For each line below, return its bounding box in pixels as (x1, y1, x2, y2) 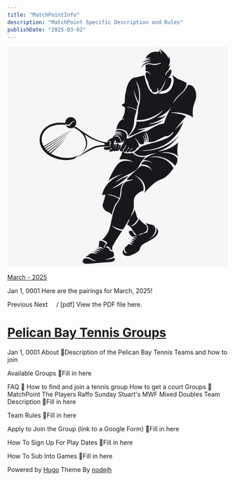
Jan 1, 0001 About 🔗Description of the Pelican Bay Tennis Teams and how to (7, 348, 228, 357)
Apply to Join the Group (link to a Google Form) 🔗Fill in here (7, 425, 180, 433)
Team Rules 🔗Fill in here (7, 411, 77, 420)
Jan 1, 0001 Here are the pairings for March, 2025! (7, 287, 153, 295)
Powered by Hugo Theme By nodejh (7, 466, 112, 474)
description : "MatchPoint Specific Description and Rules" (7, 18, 184, 26)
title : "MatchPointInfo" (7, 11, 80, 18)
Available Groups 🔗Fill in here (7, 369, 92, 378)
